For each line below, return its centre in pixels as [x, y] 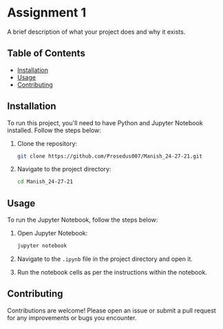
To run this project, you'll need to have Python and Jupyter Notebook [105, 123]
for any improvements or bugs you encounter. [72, 317]
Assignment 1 [47, 13]
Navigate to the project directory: [64, 169]
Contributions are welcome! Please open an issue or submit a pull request [112, 310]
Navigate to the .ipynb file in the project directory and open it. [105, 259]
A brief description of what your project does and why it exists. [96, 32]
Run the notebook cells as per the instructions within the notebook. [112, 272]
